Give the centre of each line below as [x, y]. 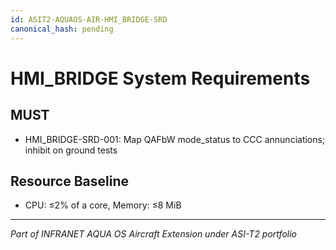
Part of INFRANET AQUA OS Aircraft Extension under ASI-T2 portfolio [153, 234]
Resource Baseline [69, 181]
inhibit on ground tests [71, 150]
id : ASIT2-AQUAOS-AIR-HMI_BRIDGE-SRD [89, 19]
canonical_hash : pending [62, 29]
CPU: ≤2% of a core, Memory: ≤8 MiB [103, 205]
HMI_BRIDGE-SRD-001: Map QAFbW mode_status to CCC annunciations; [175, 139]
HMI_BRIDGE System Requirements [160, 78]
